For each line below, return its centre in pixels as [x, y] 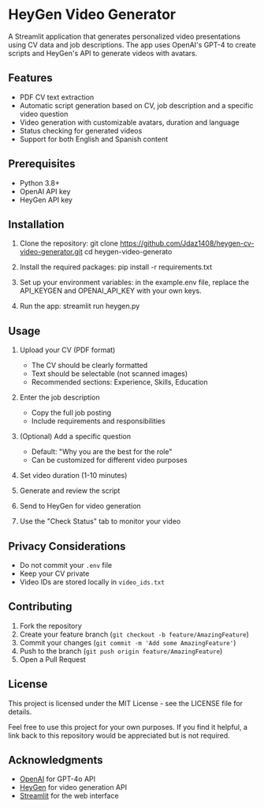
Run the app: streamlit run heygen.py [80, 306]
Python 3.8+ [40, 182]
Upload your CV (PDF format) [67, 350]
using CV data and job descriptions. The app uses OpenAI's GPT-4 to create [132, 44]
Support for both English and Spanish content [93, 139]
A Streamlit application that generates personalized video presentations [125, 36]
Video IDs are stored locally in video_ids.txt [92, 582]
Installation [36, 224]
